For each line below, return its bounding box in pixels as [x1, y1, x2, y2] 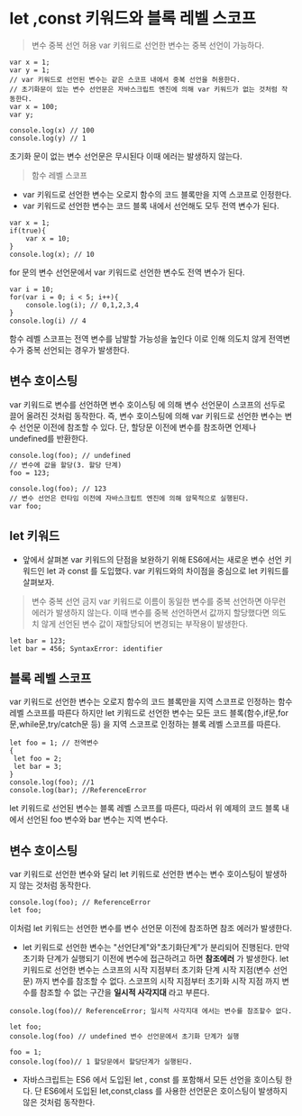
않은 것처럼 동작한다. [22, 1097, 96, 1108]
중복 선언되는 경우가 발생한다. [25, 344, 130, 355]
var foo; [9, 501, 42, 510]
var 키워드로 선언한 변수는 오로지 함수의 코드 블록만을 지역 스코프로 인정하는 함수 [9, 696, 293, 708]
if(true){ [9, 226, 47, 235]
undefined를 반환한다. [9, 433, 88, 444]
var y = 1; [9, 65, 50, 75]
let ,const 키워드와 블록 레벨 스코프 [9, 8, 257, 29]
